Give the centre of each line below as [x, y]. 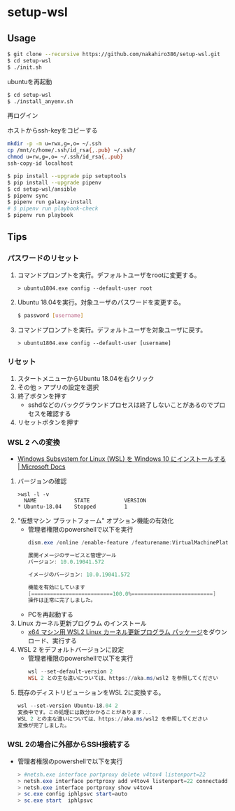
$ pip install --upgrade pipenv [54, 182]
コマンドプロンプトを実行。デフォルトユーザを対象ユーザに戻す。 [112, 330]
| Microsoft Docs [41, 467]
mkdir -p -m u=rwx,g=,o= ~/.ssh [54, 144]
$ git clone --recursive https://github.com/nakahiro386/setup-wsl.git [114, 54]
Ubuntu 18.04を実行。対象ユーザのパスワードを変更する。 [101, 302]
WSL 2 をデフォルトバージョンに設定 [71, 650]
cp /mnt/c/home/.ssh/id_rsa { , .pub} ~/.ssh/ [72, 150]
